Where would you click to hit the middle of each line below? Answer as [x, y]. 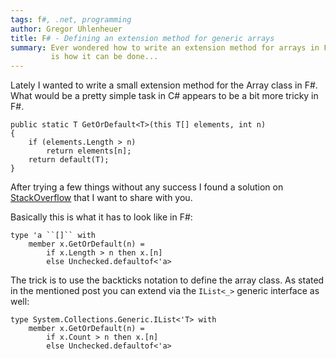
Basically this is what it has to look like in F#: [101, 217]
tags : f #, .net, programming [71, 19]
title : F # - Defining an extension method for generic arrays [142, 38]
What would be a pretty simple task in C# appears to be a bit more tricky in [164, 96]
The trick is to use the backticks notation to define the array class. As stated [167, 280]
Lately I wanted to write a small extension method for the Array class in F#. [164, 85]
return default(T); [69, 160]
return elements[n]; [89, 151]
